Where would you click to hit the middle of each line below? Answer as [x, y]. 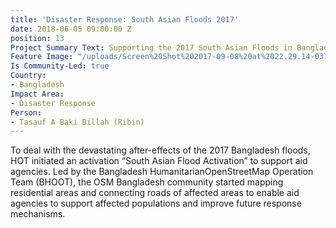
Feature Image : [42, 57]
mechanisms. [38, 214]
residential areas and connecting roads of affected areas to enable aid [155, 193]
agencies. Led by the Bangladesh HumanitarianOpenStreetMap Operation [162, 172]
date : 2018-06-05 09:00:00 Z [71, 29]
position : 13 [37, 38]
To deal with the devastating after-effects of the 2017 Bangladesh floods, [160, 150]
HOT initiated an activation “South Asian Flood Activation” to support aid [159, 161]
